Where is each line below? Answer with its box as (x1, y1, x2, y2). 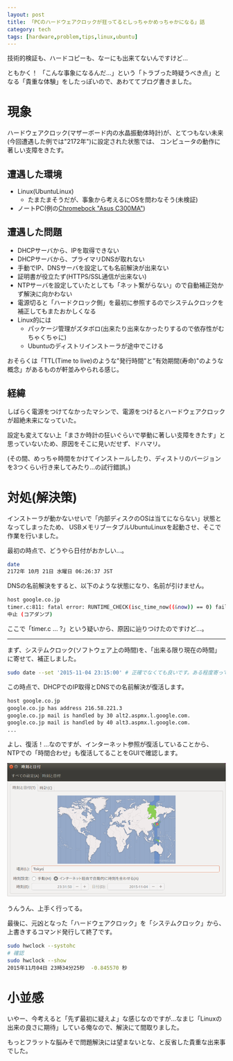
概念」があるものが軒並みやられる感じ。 (7, 365, 123, 373)
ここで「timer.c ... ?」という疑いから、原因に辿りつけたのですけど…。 (7, 624, 208, 632)
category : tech (7, 26, 51, 33)
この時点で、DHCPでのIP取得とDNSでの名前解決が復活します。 (7, 682, 189, 691)
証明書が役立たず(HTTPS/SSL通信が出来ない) (17, 272, 147, 281)
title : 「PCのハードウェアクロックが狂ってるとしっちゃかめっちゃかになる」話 (7, 18, 205, 26)
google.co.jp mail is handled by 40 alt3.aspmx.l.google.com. (7, 719, 191, 726)
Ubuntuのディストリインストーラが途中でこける (27, 341, 164, 350)
